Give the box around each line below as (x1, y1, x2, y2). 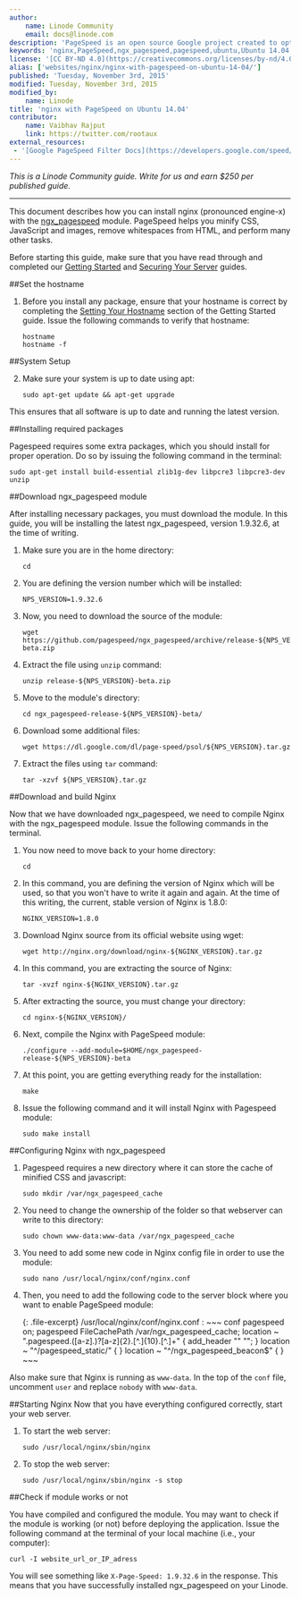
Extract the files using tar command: (21, 757, 158, 769)
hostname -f (21, 340, 67, 349)
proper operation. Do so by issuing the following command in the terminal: (9, 450, 282, 461)
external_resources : (9, 138, 87, 147)
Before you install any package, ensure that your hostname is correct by (21, 296, 288, 307)
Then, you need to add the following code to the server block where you (21, 1290, 288, 1300)
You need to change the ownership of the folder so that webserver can (21, 1205, 283, 1215)
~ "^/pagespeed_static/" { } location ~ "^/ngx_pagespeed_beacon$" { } (21, 1345, 284, 1356)
